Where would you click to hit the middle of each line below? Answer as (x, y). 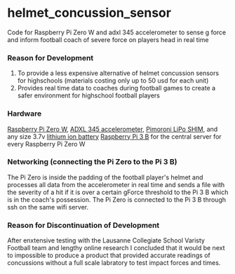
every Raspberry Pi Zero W (46, 144)
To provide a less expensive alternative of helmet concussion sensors (118, 73)
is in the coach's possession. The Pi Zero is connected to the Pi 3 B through (117, 199)
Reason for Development (51, 57)
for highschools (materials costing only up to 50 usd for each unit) (113, 81)
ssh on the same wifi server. (48, 207)
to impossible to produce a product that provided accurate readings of (109, 255)
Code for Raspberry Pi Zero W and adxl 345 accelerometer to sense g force (117, 32)
